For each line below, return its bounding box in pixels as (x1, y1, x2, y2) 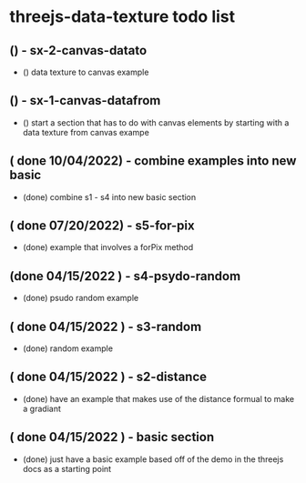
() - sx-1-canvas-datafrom (9, 93, 161, 108)
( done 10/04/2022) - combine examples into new (9, 153, 297, 169)
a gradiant (22, 403, 61, 414)
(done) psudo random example (22, 293, 139, 304)
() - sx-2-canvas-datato (9, 43, 148, 58)
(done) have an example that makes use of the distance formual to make (22, 393, 294, 404)
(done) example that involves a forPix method (22, 242, 194, 253)
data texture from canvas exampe (22, 126, 150, 137)
